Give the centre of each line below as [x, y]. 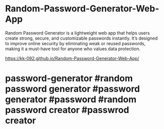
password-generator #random [69, 79]
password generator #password [73, 89]
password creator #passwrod [67, 110]
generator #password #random [71, 99]
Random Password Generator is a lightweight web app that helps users [78, 33]
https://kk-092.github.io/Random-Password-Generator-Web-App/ [72, 58]
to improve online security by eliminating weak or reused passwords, [75, 43]
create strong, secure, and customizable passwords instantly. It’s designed [81, 38]
